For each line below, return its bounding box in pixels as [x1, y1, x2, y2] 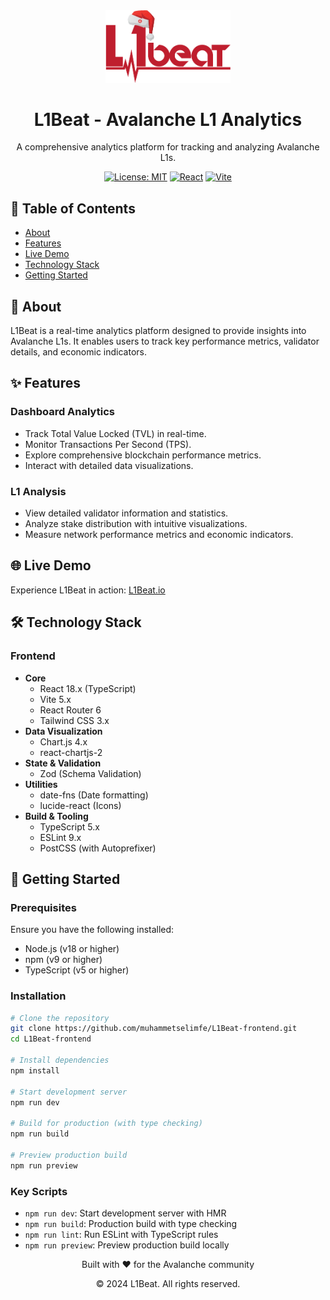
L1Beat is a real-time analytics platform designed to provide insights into [10, 325, 307, 337]
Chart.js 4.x [39, 735, 88, 748]
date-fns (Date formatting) [39, 789, 149, 801]
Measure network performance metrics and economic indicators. [24, 529, 294, 541]
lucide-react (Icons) [39, 799, 122, 811]
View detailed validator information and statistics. [24, 507, 229, 519]
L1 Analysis [10, 484, 67, 498]
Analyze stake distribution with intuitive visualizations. [24, 518, 248, 530]
